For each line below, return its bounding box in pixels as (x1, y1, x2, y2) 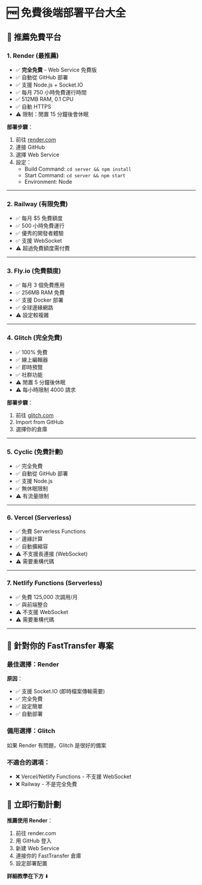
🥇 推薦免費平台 (7, 32, 62, 42)
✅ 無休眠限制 (15, 485, 49, 492)
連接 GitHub (15, 143, 46, 151)
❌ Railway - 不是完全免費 (15, 780, 77, 788)
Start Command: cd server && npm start (24, 171, 126, 178)
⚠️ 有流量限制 (15, 493, 50, 500)
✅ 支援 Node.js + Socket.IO (15, 81, 83, 88)
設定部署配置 (15, 859, 47, 866)
